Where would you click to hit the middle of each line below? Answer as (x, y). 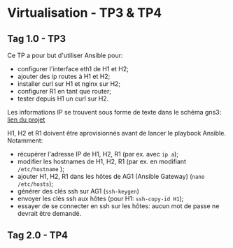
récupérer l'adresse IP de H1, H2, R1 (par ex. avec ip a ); (98, 154)
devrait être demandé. (49, 213)
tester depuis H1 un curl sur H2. (63, 99)
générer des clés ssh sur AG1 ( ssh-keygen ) (78, 191)
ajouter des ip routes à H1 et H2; (64, 76)
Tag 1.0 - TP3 (37, 39)
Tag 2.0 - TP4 (38, 235)
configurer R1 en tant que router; (64, 91)
